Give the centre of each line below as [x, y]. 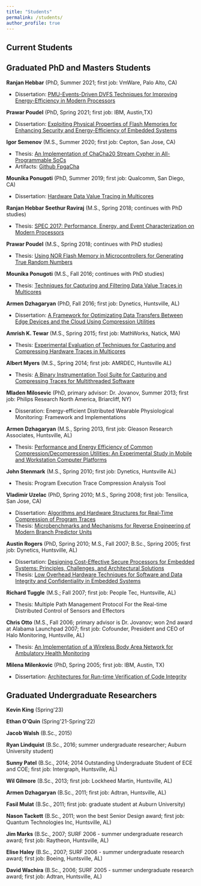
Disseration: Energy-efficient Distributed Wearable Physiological [94, 411]
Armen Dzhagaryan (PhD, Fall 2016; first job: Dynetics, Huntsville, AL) [93, 303]
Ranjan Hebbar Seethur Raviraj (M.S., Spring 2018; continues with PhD [94, 208]
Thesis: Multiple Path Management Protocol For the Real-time [91, 604]
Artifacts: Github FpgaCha [47, 166]
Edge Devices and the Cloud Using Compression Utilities [85, 321]
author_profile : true [33, 23]
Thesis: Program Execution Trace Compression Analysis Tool [90, 483]
